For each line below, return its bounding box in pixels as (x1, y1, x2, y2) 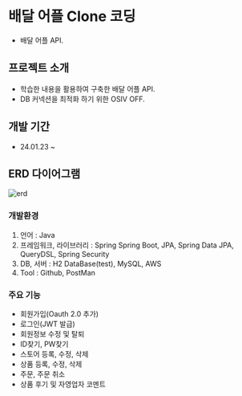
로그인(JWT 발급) (19, 319, 76, 329)
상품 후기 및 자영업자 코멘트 (19, 379, 107, 389)
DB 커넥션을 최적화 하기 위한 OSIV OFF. (19, 94, 146, 104)
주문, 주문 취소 (19, 369, 66, 378)
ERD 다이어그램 (8, 166, 81, 181)
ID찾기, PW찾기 (19, 339, 69, 349)
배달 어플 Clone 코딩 (8, 7, 136, 26)
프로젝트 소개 (8, 61, 70, 75)
